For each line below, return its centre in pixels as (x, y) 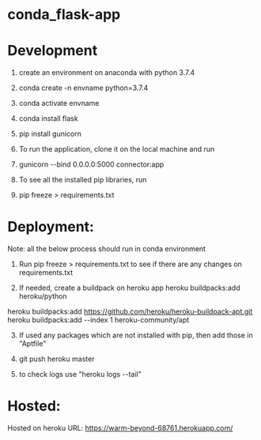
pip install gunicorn (50, 134)
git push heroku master (57, 359)
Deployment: (51, 227)
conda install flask (48, 118)
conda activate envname (59, 103)
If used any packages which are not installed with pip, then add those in (136, 335)
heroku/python (43, 296)
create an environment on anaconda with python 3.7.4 (107, 73)
